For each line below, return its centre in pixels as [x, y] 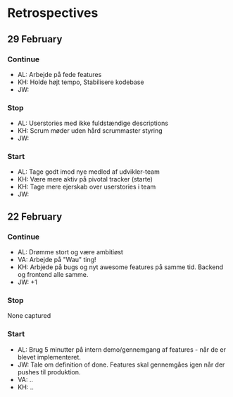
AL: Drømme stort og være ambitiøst [70, 252]
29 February [35, 39]
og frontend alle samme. [53, 275]
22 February [35, 217]
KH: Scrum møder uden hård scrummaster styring [90, 131]
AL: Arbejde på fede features [59, 74]
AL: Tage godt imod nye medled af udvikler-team [88, 172]
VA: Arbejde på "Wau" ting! [57, 260]
